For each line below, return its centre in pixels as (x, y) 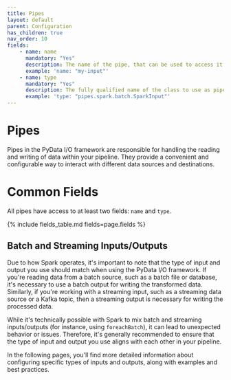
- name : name (38, 52)
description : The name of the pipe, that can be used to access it (124, 65)
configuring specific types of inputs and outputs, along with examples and (112, 362)
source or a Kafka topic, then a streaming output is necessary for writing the (115, 299)
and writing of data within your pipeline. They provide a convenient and (108, 157)
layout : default (30, 20)
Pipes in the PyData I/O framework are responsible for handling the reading (113, 149)
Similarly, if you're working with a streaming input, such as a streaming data (114, 291)
